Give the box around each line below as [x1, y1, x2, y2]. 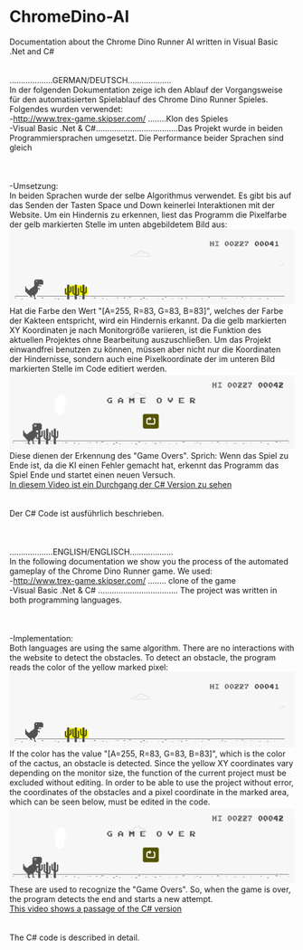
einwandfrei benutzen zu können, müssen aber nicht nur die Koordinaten [9, 344, 281, 355]
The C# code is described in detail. [9, 932, 140, 943]
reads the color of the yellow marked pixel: [9, 662, 169, 673]
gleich [9, 142, 33, 153]
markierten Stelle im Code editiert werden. [9, 363, 167, 374]
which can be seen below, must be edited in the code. [9, 796, 211, 807]
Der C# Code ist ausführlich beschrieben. [9, 508, 165, 519]
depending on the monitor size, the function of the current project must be [9, 767, 287, 779]
